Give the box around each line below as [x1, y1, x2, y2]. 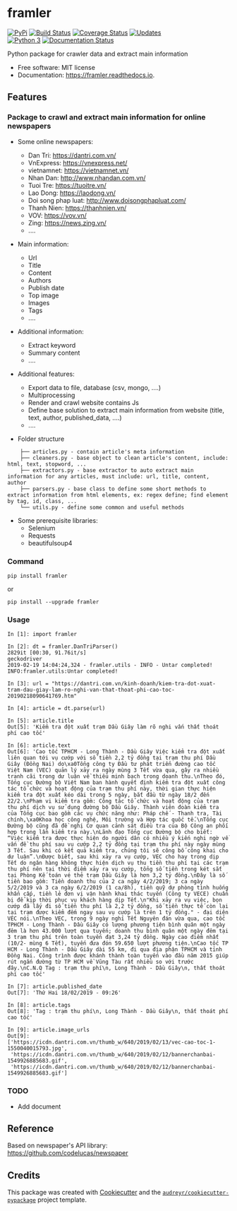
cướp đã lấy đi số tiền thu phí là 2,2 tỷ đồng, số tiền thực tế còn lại [7, 903, 229, 910]
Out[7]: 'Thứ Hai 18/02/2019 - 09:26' [7, 989, 121, 997]
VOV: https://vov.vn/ [28, 211, 87, 220]
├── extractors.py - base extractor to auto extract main [20, 466, 194, 474]
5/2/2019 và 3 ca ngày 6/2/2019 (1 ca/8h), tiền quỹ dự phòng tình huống [7, 885, 229, 892]
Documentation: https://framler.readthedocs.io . [17, 71, 155, 79]
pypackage [7, 1197, 37, 1204]
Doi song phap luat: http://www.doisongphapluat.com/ [28, 196, 186, 204]
